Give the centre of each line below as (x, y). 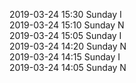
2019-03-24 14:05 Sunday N (68, 67)
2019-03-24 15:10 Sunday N (67, 25)
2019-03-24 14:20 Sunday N (68, 46)
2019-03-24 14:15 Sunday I (65, 57)
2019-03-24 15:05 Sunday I (65, 35)
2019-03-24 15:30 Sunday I (65, 14)
